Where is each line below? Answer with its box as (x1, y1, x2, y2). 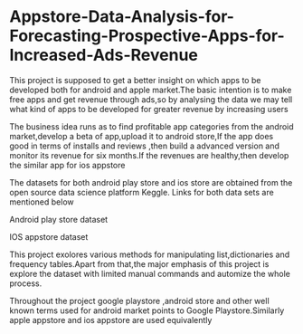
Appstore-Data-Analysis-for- (9, 6, 235, 27)
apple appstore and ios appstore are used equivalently (9, 314, 213, 325)
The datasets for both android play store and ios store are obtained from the (9, 177, 293, 187)
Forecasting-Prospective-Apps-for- (9, 25, 285, 46)
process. (9, 278, 43, 289)
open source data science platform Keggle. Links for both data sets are (9, 186, 274, 197)
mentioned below (9, 196, 74, 207)
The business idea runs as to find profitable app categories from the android (9, 120, 294, 132)
